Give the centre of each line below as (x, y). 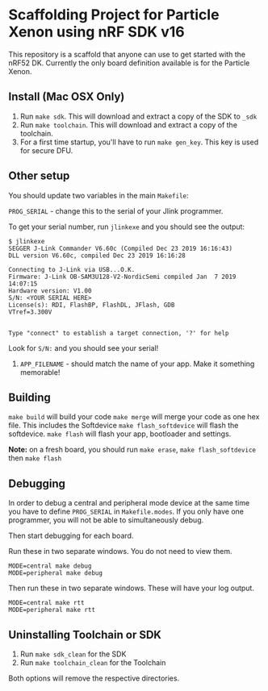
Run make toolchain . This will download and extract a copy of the (129, 125)
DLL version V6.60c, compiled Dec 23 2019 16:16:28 (97, 256)
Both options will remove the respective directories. (94, 678)
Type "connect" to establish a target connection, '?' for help (119, 333)
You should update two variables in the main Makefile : (98, 195)
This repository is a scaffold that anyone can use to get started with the (127, 54)
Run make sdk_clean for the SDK (73, 654)
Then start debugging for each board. (71, 536)
